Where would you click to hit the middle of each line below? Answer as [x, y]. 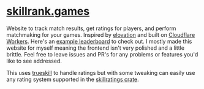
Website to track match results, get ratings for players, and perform [91, 28]
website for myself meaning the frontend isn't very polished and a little [96, 48]
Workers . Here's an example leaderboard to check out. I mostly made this [99, 41]
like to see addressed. [34, 61]
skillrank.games [48, 11]
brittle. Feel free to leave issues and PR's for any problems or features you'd [102, 54]
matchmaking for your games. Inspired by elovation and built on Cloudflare [101, 34]
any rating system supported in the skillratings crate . [73, 79]
